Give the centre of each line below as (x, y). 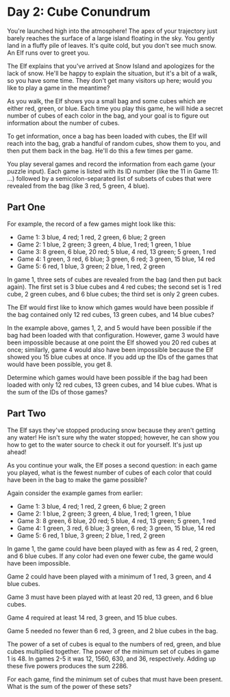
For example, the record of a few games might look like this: (91, 224)
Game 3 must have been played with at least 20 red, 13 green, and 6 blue (110, 597)
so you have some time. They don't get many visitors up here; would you (110, 80)
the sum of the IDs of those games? (57, 392)
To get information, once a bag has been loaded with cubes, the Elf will (107, 136)
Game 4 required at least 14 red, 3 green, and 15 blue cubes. (92, 618)
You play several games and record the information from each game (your (111, 164)
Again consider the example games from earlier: (75, 493)
